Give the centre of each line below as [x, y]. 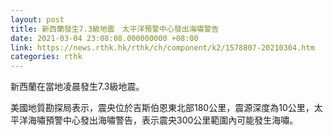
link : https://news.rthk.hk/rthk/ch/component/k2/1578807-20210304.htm [162, 47]
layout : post [37, 19]
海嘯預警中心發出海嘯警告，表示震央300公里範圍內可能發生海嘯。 [163, 120]
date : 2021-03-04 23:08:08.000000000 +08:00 [104, 38]
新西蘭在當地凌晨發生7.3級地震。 [77, 87]
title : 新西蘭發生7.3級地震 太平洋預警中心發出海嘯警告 [115, 29]
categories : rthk [46, 57]
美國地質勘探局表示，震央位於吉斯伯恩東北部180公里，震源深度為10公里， [162, 108]
